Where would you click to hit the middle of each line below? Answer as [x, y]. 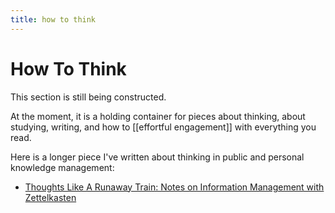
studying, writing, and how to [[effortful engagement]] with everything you [163, 127]
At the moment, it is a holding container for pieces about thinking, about [158, 116]
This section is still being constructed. [88, 97]
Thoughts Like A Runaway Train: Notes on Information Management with [174, 187]
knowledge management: [62, 167]
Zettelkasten [50, 197]
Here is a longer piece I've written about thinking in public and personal [157, 157]
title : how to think [53, 19]
